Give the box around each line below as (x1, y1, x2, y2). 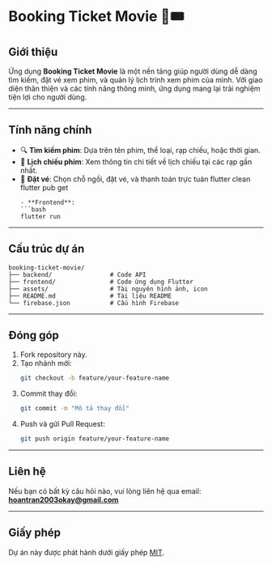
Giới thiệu (8, 45, 58, 58)
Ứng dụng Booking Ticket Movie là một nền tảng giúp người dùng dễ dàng (8, 66, 257, 76)
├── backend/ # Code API (8, 270, 147, 278)
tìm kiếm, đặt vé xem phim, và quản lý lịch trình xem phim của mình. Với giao (8, 75, 263, 84)
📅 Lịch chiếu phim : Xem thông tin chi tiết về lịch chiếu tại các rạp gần (19, 156, 253, 167)
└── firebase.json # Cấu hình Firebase (8, 299, 180, 307)
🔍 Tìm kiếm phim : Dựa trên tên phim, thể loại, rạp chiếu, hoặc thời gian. (19, 145, 261, 155)
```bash (19, 205, 46, 214)
